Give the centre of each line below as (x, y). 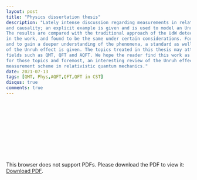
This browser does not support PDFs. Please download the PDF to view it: (95, 164)
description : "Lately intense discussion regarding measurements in (91, 22)
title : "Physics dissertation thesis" (53, 17)
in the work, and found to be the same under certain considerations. (94, 39)
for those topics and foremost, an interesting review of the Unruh (91, 60)
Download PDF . (25, 171)
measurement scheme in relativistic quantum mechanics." (77, 66)
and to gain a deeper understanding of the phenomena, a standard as (93, 45)
